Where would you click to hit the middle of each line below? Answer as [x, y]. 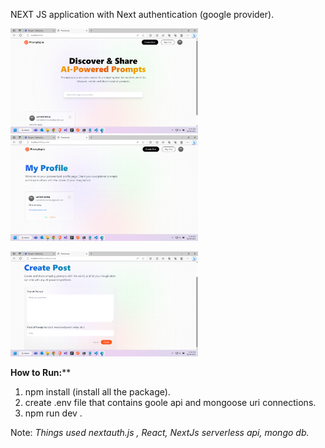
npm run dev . [53, 413]
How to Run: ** [41, 373]
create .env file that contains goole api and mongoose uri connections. [170, 403]
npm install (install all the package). [97, 392]
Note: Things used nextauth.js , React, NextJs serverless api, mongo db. [160, 433]
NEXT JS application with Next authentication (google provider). [142, 14]
